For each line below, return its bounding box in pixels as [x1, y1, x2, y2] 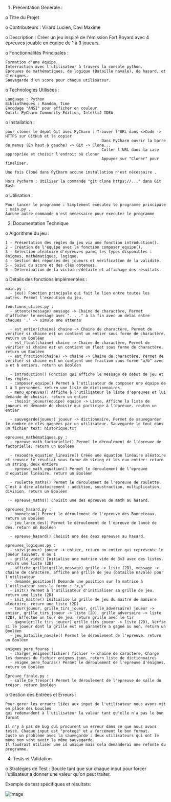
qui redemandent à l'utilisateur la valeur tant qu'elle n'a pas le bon [5, 710, 164, 716]
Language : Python [5, 97, 45, 102]
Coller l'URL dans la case [101, 147, 159, 152]
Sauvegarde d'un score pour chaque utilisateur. [5, 78, 111, 83]
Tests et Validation [12, 756, 52, 761]
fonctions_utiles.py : [5, 304, 54, 309]
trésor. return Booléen [5, 683, 56, 688]
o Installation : [5, 119, 35, 125]
